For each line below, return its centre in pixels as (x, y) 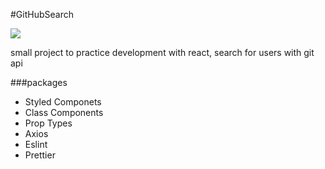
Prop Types (48, 123)
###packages (39, 82)
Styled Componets (63, 102)
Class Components (64, 112)
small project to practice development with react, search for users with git (162, 52)
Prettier (40, 155)
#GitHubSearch (42, 14)
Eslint (36, 144)
